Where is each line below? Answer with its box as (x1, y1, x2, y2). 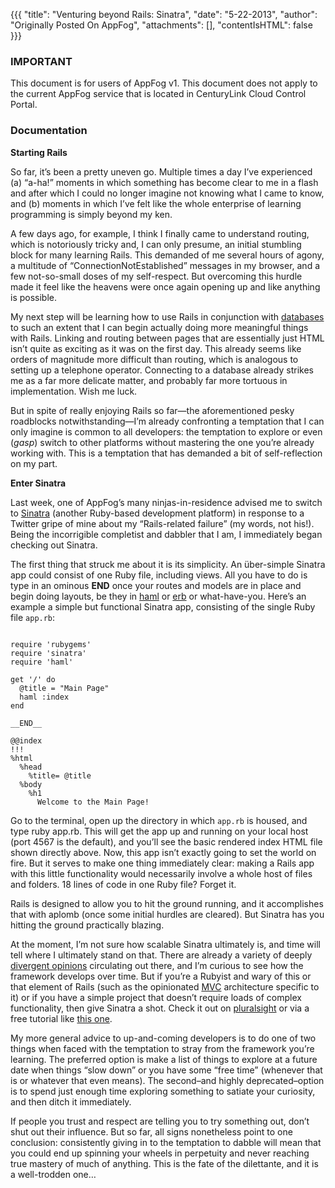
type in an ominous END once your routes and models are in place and (10, 579, 302, 591)
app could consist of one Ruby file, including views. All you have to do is (10, 569, 308, 581)
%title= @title (28, 770, 92, 781)
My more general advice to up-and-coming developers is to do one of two (10, 1032, 317, 1044)
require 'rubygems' (10, 639, 92, 649)
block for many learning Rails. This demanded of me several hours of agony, (10, 249, 325, 261)
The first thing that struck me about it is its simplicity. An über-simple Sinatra (10, 558, 326, 570)
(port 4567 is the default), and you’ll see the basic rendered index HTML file (10, 835, 323, 848)
